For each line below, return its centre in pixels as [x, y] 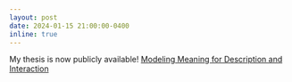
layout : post [33, 17]
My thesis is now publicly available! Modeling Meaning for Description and [146, 60]
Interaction [29, 69]
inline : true [33, 34]
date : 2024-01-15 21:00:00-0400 [69, 26]
